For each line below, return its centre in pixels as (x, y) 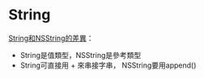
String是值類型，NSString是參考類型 (81, 55)
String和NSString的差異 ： (51, 38)
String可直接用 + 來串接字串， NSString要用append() (108, 65)
